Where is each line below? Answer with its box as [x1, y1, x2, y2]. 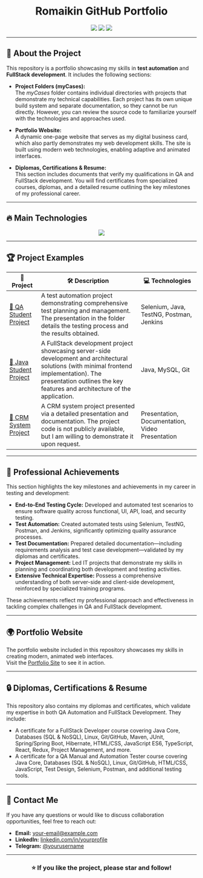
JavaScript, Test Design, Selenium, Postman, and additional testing [14, 765, 182, 773]
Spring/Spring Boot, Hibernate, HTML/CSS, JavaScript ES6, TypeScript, [14, 739, 194, 747]
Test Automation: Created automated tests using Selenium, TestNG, [14, 520, 185, 528]
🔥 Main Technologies [6, 213, 88, 224]
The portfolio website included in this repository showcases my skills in [6, 647, 184, 653]
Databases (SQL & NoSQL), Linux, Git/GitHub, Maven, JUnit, [14, 733, 165, 740]
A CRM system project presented [40, 402, 135, 410]
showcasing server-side [40, 347, 111, 355]
